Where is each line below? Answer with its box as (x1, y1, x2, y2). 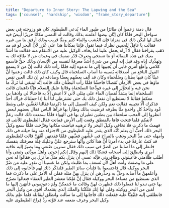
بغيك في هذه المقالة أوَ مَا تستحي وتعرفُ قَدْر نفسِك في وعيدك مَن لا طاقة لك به (6, 52, 153, 58)
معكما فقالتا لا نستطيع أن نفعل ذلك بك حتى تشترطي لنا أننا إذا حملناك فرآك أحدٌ (6, 95, 153, 101)
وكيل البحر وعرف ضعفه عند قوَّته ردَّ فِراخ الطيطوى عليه (6, 196, 109, 202)
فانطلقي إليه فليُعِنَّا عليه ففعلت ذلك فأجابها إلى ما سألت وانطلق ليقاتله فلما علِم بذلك (6, 191, 162, 197)
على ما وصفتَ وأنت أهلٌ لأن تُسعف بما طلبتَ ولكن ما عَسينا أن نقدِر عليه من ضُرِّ (6, 159, 154, 165)
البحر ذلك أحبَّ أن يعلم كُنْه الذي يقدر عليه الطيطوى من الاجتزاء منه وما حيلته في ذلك (6, 127, 162, 133)
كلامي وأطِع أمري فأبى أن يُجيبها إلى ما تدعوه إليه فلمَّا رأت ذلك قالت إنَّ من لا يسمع (6, 63, 160, 69)
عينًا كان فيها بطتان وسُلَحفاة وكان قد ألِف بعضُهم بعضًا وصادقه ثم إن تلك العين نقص (6, 74, 159, 80)
